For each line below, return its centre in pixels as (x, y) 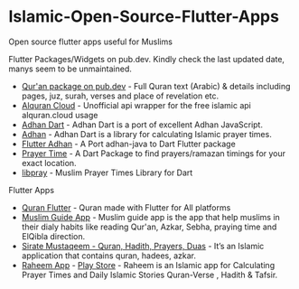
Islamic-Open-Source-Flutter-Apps (144, 17)
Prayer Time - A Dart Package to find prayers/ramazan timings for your (154, 153)
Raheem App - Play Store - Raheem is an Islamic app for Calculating (148, 265)
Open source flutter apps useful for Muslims (91, 42)
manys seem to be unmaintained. (70, 69)
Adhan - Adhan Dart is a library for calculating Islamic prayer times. (146, 134)
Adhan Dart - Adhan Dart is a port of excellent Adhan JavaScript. (142, 125)
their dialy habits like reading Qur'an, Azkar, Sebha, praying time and (149, 227)
